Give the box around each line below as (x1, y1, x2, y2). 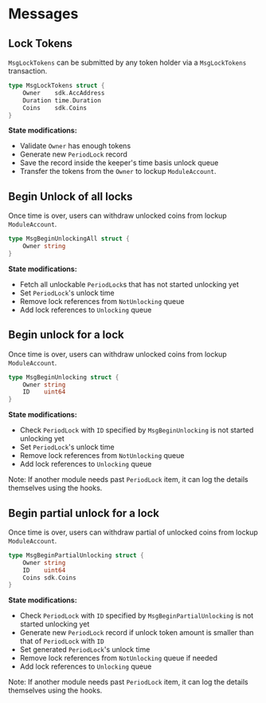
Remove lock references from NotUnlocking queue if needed (19, 654, 217, 663)
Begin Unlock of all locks (8, 189, 133, 203)
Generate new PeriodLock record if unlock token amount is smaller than (19, 628, 254, 638)
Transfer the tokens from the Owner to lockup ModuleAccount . (19, 167, 217, 176)
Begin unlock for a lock (8, 328, 125, 342)
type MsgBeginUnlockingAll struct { (8, 235, 130, 243)
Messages (8, 5, 79, 23)
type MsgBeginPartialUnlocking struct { (8, 551, 145, 559)
